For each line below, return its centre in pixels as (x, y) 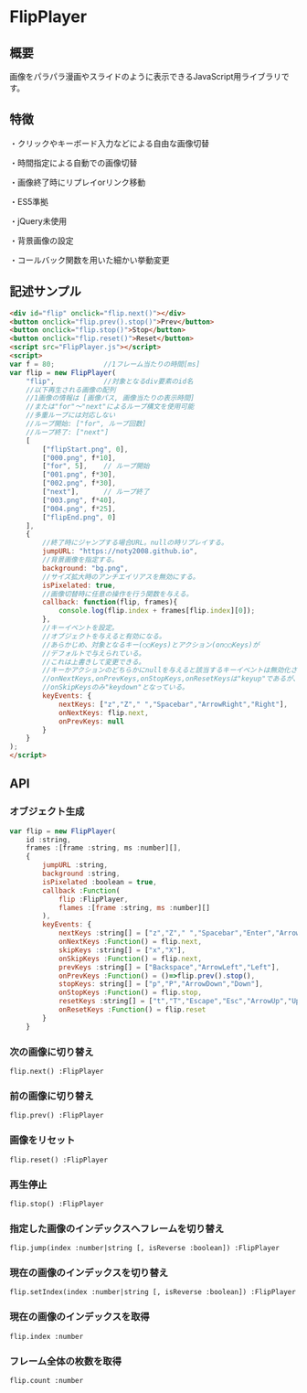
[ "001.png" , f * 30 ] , (79, 475)
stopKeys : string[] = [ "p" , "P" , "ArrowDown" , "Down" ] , (160, 984)
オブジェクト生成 (47, 811)
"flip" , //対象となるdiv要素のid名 (110, 381)
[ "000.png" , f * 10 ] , (79, 458)
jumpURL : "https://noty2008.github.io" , (120, 552)
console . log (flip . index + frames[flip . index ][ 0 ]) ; (157, 611)
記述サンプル (46, 291)
